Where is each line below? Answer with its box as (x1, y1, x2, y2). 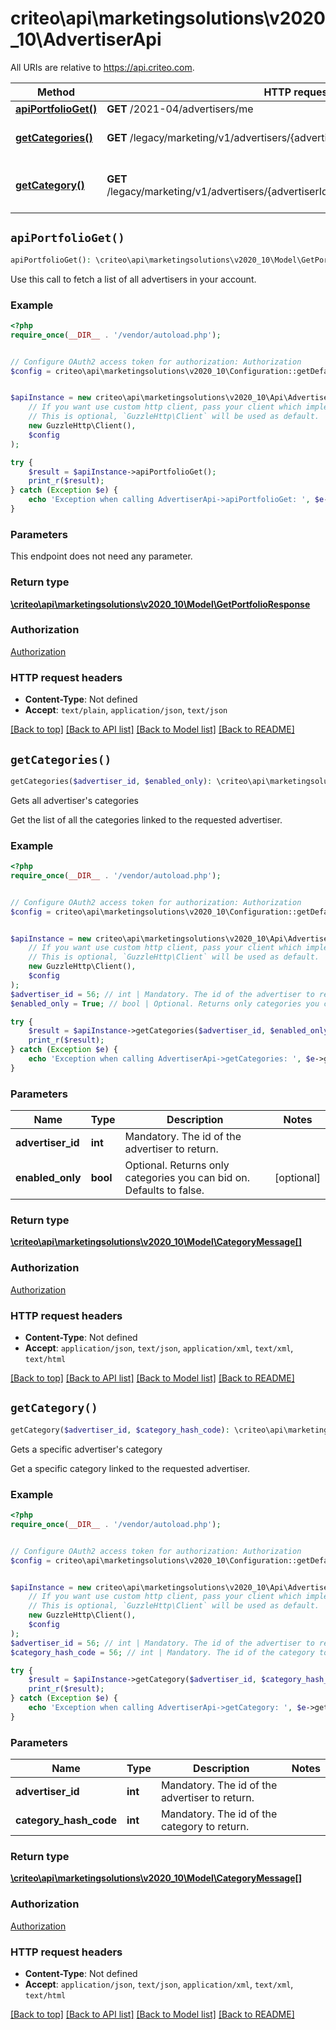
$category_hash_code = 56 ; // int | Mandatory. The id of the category (10, 1647, 315, 1657)
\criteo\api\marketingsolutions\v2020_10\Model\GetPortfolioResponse (10, 598, 311, 610)
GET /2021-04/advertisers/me (106, 102, 254, 116)
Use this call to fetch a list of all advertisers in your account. (10, 273, 257, 285)
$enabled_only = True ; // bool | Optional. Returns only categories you (10, 998, 320, 1009)
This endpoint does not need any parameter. (10, 550, 193, 562)
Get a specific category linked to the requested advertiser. (10, 1462, 251, 1474)
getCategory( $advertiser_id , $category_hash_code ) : (10, 1425, 230, 1435)
